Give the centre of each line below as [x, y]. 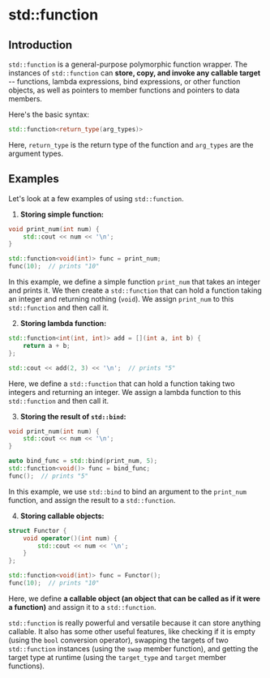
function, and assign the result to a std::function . [92, 500]
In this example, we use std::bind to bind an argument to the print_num [128, 491]
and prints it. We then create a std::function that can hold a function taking [135, 290]
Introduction [41, 45]
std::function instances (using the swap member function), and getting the [133, 648]
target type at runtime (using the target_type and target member [118, 657]
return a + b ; [47, 345]
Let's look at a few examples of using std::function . [96, 198]
